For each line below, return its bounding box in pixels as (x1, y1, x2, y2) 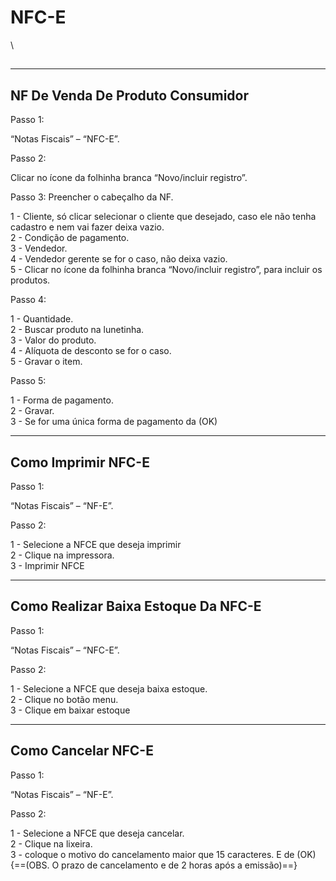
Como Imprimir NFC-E (10, 454, 150, 471)
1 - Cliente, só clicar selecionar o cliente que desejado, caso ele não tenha (10, 211, 317, 223)
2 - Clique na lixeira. (10, 837, 93, 850)
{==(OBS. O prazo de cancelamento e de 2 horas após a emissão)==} (10, 859, 298, 871)
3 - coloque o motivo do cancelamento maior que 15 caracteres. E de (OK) (10, 848, 317, 860)
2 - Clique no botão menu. (10, 693, 119, 705)
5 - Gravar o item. (10, 356, 83, 368)
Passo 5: (10, 375, 47, 387)
